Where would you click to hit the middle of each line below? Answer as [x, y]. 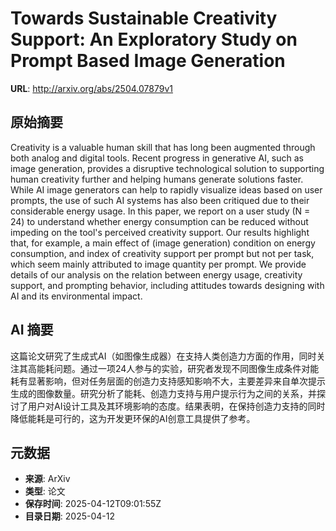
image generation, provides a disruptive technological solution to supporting [167, 168]
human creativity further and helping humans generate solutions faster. [157, 179]
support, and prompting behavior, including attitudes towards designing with [167, 285]
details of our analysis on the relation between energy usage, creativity [156, 274]
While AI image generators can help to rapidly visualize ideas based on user [166, 189]
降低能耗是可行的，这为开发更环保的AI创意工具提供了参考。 [133, 418]
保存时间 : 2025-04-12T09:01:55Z [93, 504]
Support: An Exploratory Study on [154, 39]
